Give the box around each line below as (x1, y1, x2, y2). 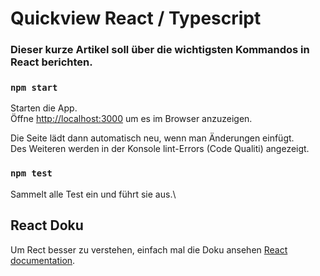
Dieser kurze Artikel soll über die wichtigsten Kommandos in (10, 43, 310, 57)
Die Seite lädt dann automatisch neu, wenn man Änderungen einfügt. (10, 132, 295, 144)
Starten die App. (10, 102, 78, 114)
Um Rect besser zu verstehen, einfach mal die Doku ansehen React (10, 243, 288, 256)
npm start (10, 82, 58, 94)
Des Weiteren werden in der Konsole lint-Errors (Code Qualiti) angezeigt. (10, 143, 310, 155)
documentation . (10, 254, 76, 266)
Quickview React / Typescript (10, 7, 262, 30)
